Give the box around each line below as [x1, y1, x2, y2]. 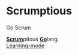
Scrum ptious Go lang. [6, 35, 59, 42]
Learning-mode [6, 42, 45, 49]
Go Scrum [6, 24, 31, 31]
